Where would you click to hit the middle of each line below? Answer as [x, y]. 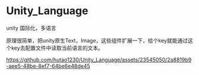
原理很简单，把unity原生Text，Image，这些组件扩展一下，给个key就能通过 [97, 40]
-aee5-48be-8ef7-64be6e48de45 [48, 66]
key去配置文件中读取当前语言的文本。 [57, 48]
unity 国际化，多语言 [31, 28]
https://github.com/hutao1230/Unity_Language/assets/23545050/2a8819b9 [99, 60]
